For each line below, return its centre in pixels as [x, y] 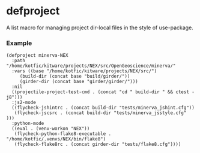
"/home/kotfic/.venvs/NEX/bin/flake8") [56, 139]
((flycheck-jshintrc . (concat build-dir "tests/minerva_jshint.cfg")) [103, 108]
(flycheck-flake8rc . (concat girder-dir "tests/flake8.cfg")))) [98, 145]
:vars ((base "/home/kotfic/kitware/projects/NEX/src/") [84, 71]
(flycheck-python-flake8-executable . [63, 134]
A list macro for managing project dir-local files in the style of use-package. [100, 27]
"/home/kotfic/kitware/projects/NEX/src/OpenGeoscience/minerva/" [91, 66]
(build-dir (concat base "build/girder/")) [75, 76]
